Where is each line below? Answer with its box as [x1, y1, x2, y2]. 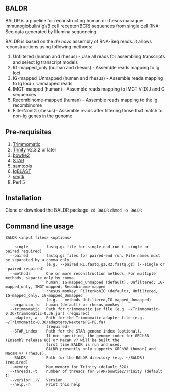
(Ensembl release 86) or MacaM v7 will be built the [5, 338, 120, 343]
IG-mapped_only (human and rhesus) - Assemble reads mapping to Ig [12, 64, 160, 70]
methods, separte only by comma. [5, 276, 76, 281]
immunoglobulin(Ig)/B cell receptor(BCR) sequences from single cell [5, 23, 149, 29]
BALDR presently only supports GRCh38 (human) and [46, 347, 156, 352]
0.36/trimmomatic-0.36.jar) [5, 311, 65, 316]
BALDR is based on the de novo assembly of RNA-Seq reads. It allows [5, 38, 152, 44]
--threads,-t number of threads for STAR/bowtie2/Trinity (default [10, 369, 163, 374]
